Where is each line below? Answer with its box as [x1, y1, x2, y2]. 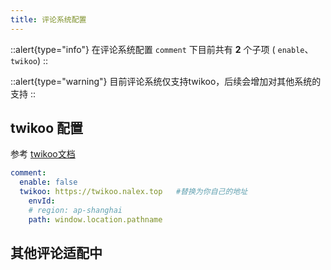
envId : [28, 196, 56, 206]
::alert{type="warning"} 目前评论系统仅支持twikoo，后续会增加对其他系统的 [10, 75, 322, 87]
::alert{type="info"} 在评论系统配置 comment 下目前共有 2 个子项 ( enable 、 [10, 43, 314, 55]
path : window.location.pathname [28, 214, 163, 225]
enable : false [19, 177, 78, 188]
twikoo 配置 [10, 120, 84, 137]
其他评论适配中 [10, 245, 103, 262]
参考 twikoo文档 [10, 148, 76, 160]
